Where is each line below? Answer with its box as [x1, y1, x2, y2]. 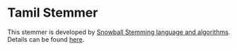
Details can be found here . [7, 35, 85, 43]
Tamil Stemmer [7, 5, 98, 21]
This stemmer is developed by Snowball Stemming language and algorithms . [7, 28, 231, 36]
